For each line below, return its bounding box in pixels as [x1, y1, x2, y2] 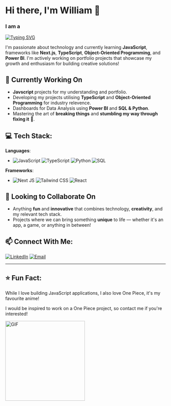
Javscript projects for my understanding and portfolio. [12, 89, 127, 95]
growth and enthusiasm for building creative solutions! [5, 61, 120, 67]
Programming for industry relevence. [12, 100, 92, 106]
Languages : [5, 148, 31, 154]
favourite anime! [5, 295, 40, 301]
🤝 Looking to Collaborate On [5, 192, 96, 201]
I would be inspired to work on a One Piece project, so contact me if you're [5, 305, 162, 311]
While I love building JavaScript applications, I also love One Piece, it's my [5, 290, 161, 296]
